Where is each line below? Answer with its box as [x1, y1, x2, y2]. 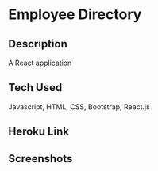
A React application [8, 58, 72, 67]
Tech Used [8, 81, 63, 94]
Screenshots [8, 152, 73, 165]
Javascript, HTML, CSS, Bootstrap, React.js [8, 101, 151, 112]
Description [8, 37, 67, 51]
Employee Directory [8, 6, 142, 24]
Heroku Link [8, 125, 70, 139]
